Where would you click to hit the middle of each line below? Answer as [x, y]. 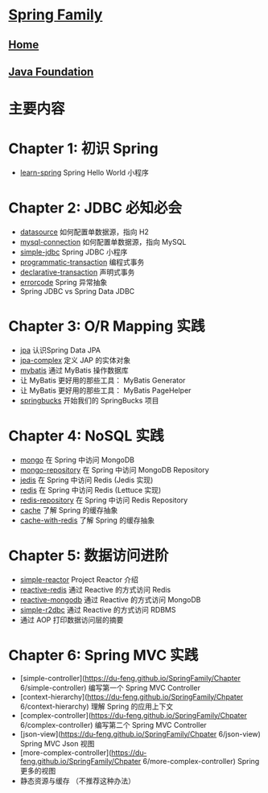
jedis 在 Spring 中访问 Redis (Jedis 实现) [87, 480]
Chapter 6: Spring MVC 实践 [103, 656]
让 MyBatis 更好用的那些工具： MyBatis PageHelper [105, 390]
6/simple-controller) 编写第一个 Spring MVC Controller [110, 688]
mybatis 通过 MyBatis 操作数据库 [74, 370]
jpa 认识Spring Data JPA [60, 350]
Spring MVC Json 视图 [57, 743]
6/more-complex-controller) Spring [201, 761]
